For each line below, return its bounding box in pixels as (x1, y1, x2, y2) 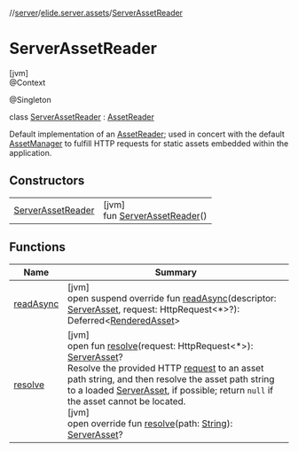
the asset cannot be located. (67, 394, 186, 407)
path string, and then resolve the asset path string (67, 372, 275, 385)
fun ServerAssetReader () (103, 209, 208, 222)
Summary (154, 266, 198, 278)
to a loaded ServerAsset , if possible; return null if (67, 384, 274, 396)
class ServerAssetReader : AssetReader (9, 111, 155, 122)
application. (9, 147, 52, 158)
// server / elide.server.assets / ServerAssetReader (9, 8, 184, 18)
